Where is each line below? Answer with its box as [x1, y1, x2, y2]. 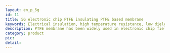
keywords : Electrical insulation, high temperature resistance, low [5, 21, 153, 27]
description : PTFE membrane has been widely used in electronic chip [5, 26, 155, 31]
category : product [5, 31, 44, 36]
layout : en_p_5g [5, 7, 39, 13]
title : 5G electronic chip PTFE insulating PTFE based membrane [5, 17, 144, 22]
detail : [5, 40, 22, 45]
